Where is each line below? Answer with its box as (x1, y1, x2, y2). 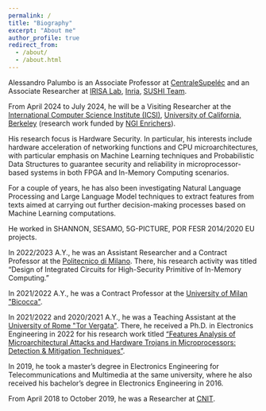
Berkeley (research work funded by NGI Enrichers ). (8, 118, 176, 128)
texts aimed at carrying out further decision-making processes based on (8, 200, 246, 209)
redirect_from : (8, 41, 59, 49)
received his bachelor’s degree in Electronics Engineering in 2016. (8, 378, 224, 388)
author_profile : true (8, 33, 80, 42)
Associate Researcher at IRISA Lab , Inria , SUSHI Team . (8, 86, 187, 95)
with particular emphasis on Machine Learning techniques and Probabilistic (8, 150, 255, 160)
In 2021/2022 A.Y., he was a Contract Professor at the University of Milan (8, 288, 248, 298)
